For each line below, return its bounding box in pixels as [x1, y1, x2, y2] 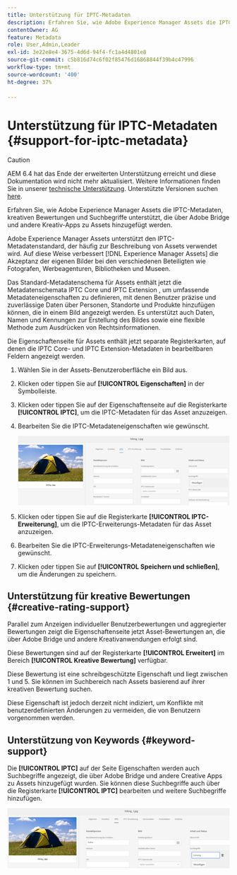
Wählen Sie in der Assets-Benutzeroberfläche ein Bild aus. [17, 366, 188, 374]
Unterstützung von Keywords [7, 734, 140, 746]
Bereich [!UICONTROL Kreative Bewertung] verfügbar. [7, 656, 168, 665]
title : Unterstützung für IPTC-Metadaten [7, 11, 131, 18]
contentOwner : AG [7, 26, 59, 33]
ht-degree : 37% [7, 79, 52, 86]
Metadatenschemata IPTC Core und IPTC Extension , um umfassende [7, 286, 209, 294]
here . [7, 192, 23, 201]
